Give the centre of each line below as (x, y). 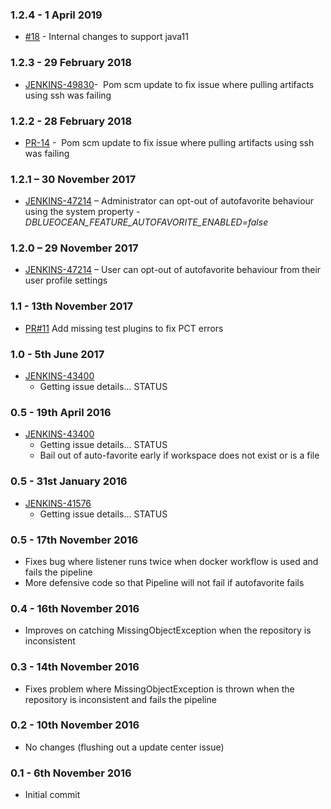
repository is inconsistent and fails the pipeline (120, 699)
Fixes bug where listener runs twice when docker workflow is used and (171, 561)
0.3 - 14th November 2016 (75, 667)
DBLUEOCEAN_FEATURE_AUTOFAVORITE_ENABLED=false (146, 222)
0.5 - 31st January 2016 (69, 481)
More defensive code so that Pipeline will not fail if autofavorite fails (164, 582)
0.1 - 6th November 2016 (71, 773)
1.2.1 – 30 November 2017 (73, 179)
